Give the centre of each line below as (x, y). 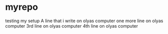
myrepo (22, 7)
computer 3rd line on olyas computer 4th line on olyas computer (72, 26)
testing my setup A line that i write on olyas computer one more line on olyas (84, 21)
